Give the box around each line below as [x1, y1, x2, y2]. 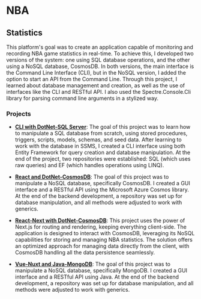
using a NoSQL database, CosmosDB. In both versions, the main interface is [6, 63, 194, 70]
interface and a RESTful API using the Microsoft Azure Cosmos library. [14, 186, 189, 193]
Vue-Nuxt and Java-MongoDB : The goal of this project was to [14, 260, 171, 268]
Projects [6, 109, 31, 118]
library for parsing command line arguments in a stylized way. [6, 94, 159, 102]
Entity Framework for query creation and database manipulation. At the [14, 149, 191, 156]
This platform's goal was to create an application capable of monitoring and [6, 43, 194, 51]
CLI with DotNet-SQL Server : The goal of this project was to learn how [14, 123, 191, 131]
